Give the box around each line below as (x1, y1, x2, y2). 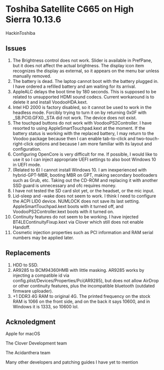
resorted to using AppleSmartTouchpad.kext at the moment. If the (12, 125, 145, 131)
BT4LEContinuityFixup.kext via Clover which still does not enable (12, 219, 144, 225)
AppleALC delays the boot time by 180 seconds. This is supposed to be (12, 88, 157, 94)
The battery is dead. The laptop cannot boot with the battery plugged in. (12, 78, 159, 84)
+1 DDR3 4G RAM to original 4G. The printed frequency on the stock (12, 293, 151, 299)
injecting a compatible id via (12, 272, 70, 278)
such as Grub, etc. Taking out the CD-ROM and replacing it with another (12, 177, 158, 183)
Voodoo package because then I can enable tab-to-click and (12, 135, 136, 141)
